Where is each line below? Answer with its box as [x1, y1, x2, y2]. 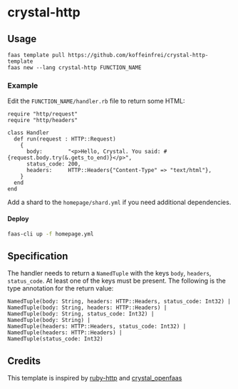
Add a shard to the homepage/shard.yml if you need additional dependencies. [7, 198, 232, 207]
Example [7, 80, 38, 90]
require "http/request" [7, 111, 78, 118]
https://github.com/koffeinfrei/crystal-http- [68, 51, 209, 59]
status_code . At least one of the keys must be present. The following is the [7, 276, 226, 286]
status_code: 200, [26, 161, 81, 168]
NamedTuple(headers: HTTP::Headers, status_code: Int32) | [7, 323, 187, 330]
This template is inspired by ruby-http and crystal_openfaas [7, 374, 182, 382]
